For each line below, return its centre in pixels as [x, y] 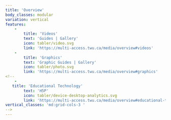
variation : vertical [27, 19]
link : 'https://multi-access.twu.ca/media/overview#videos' [89, 48]
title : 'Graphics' [43, 57]
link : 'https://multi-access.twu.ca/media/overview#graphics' [91, 72]
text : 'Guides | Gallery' [51, 39]
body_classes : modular [29, 15]
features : [16, 24]
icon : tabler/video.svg [49, 43]
